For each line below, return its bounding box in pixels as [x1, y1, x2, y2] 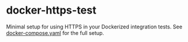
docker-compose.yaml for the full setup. [6, 29, 105, 36]
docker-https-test [6, 4, 96, 17]
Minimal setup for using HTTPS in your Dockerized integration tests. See [6, 23, 183, 30]
